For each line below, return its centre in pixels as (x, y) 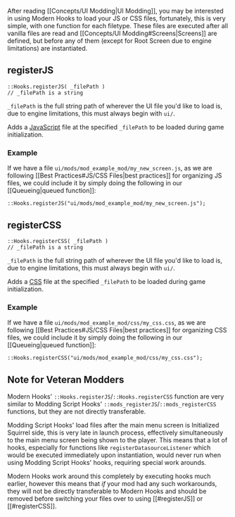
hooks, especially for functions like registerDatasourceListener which (109, 448)
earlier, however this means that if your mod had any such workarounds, (112, 484)
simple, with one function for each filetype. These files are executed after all (118, 26)
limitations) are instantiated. (47, 48)
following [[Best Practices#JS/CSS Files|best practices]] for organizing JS (115, 175)
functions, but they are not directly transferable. (77, 411)
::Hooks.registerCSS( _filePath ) (58, 241)
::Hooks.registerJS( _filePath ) (56, 87)
